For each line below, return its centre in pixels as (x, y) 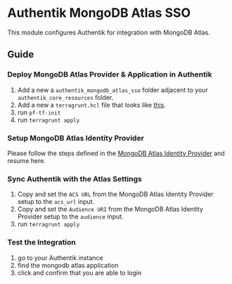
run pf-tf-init (39, 112)
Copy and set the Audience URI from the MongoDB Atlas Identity (110, 209)
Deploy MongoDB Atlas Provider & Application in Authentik (110, 75)
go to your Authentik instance (60, 257)
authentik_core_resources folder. (65, 97)
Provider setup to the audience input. (71, 217)
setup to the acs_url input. (56, 202)
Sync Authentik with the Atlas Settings (75, 179)
